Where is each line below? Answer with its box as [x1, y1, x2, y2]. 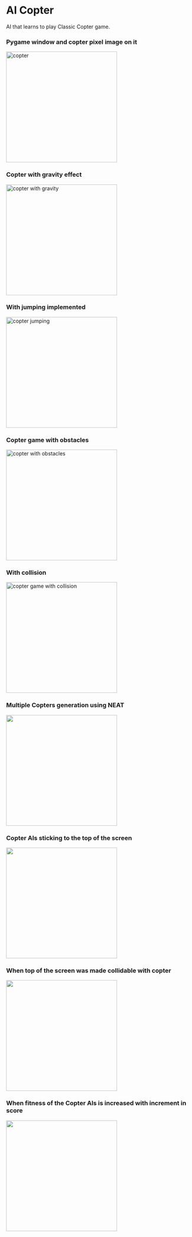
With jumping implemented [6, 303, 86, 311]
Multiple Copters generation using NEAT [6, 701, 125, 709]
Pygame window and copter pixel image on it [6, 38, 138, 46]
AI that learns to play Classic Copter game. [6, 23, 110, 30]
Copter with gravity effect [6, 171, 82, 179]
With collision [6, 568, 47, 577]
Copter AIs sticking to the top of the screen [6, 834, 132, 842]
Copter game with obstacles [6, 435, 89, 444]
